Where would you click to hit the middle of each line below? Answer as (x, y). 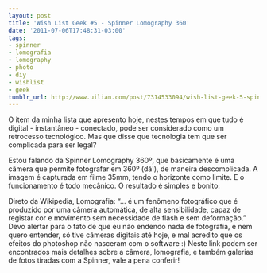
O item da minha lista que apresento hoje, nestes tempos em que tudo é (126, 119)
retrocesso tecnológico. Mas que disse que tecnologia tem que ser (118, 137)
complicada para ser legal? (52, 145)
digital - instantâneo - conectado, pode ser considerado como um (116, 128)
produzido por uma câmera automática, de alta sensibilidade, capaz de (124, 210)
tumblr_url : (28, 97)
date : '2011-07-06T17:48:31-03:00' (67, 30)
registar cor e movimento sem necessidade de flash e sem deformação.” (127, 218)
